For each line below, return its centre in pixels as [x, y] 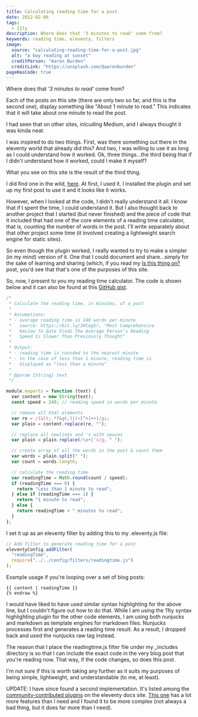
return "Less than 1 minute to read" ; [64, 489]
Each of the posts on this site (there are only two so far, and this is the [91, 100]
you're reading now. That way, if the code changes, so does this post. [91, 659]
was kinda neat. [25, 131]
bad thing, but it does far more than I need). [59, 708]
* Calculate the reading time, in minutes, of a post [76, 304]
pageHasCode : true [29, 72]
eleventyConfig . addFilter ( [39, 549]
